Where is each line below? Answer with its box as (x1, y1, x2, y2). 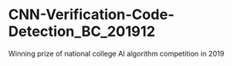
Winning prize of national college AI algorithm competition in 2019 (8, 49, 225, 58)
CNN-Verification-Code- (8, 6, 175, 24)
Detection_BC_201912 (8, 22, 155, 41)
